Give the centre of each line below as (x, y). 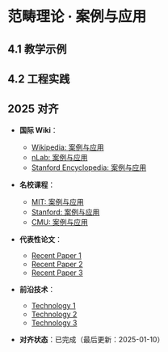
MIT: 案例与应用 (57, 201)
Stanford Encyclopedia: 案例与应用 (89, 168)
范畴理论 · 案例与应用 (77, 17)
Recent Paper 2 (57, 264)
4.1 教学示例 (37, 49)
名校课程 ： (37, 184)
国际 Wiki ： (38, 129)
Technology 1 (53, 305)
